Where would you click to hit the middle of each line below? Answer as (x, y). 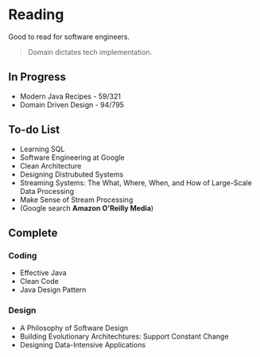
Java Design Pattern (53, 290)
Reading (36, 15)
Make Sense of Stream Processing (76, 200)
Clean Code (39, 281)
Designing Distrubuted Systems (72, 174)
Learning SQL (42, 149)
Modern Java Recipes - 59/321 (70, 96)
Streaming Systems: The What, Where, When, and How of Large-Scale (136, 182)
